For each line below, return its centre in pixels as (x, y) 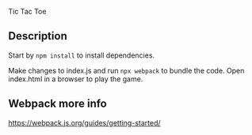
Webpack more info (57, 104)
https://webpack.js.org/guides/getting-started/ (84, 122)
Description (38, 36)
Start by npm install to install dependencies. (82, 55)
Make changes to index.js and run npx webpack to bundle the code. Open (126, 70)
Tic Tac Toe (27, 11)
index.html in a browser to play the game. (76, 79)
